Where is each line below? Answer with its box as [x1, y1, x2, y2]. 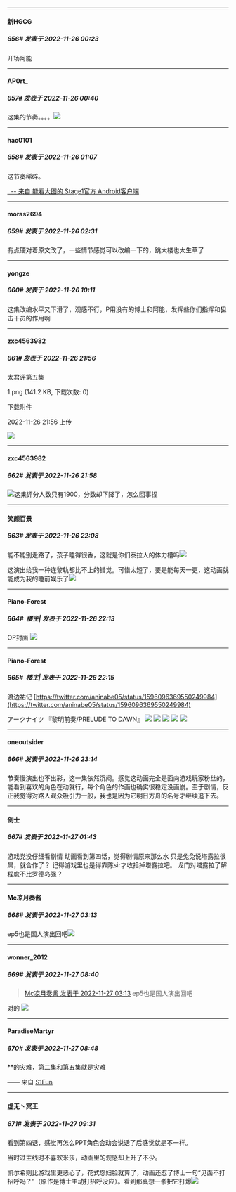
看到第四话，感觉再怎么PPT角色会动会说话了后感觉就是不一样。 [7, 1139, 192, 1146]
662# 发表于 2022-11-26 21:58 [7, 471, 98, 479]
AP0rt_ [7, 77, 28, 85]
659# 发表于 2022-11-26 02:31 [7, 226, 98, 235]
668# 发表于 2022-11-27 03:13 [7, 911, 98, 919]
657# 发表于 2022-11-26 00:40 [7, 93, 99, 102]
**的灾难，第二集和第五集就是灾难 [7, 1063, 107, 1072]
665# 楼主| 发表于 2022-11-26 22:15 [7, 673, 114, 682]
